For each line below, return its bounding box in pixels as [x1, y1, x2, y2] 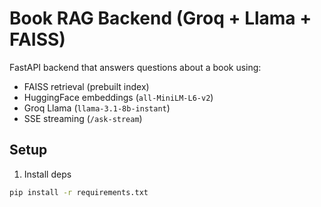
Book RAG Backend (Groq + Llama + [9, 7, 312, 30]
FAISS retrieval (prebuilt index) [23, 80, 150, 92]
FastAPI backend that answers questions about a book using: [9, 61, 262, 73]
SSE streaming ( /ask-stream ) [23, 112, 143, 124]
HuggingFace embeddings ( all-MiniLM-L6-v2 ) [23, 91, 214, 103]
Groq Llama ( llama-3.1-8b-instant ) [23, 102, 171, 114]
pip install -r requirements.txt [9, 187, 149, 197]
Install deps [23, 168, 72, 180]
